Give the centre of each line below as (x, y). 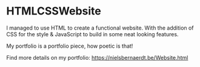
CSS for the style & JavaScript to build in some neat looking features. (92, 34)
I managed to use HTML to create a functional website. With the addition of (100, 28)
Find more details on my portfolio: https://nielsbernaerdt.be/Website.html (97, 57)
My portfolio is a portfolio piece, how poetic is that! (70, 46)
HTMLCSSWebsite (54, 11)
